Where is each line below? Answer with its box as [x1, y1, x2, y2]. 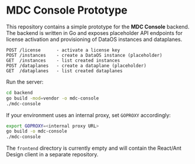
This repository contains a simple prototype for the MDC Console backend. [6, 23, 190, 30]
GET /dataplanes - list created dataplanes [6, 67, 123, 74]
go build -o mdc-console [6, 128, 67, 134]
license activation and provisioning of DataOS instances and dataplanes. [6, 36, 183, 43]
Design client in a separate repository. [6, 151, 99, 158]
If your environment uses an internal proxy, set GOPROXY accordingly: [6, 111, 171, 118]
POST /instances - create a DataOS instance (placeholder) [6, 52, 162, 58]
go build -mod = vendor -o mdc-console [6, 95, 99, 101]
